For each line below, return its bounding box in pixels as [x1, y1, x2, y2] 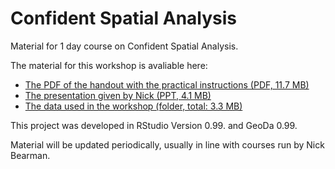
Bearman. [10, 149, 51, 161]
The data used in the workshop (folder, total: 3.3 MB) [24, 100, 243, 112]
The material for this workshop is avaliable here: [10, 59, 208, 71]
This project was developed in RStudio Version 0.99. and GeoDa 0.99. [10, 119, 298, 131]
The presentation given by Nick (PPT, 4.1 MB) [24, 89, 212, 101]
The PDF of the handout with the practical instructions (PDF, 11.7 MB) [24, 78, 310, 91]
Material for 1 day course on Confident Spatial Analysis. [10, 40, 239, 52]
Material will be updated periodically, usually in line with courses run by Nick [10, 138, 325, 151]
